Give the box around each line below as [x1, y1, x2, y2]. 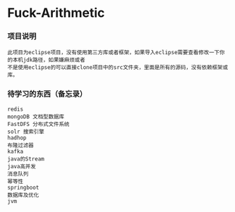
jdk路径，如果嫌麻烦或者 [23, 56, 86, 64]
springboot [7, 184, 40, 191]
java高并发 [7, 163, 37, 170]
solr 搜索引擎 [7, 128, 44, 135]
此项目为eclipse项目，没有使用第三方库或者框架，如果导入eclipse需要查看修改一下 [7, 49, 220, 56]
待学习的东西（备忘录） [7, 89, 87, 99]
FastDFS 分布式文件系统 [7, 120, 70, 127]
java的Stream [7, 155, 44, 163]
